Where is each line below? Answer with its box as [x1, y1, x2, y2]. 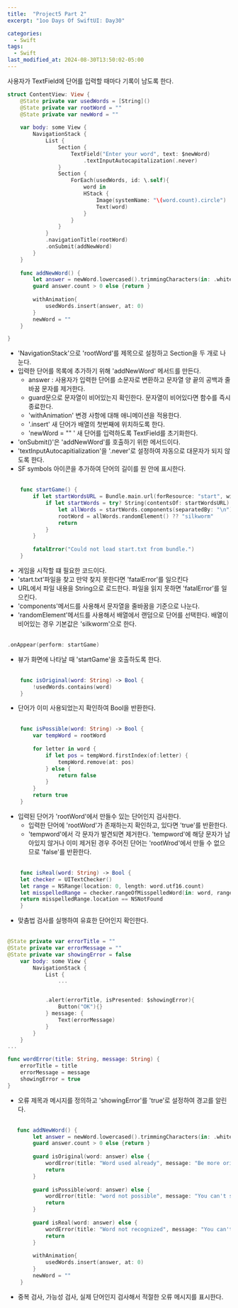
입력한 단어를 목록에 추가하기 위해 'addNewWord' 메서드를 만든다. [17, 367, 202, 376]
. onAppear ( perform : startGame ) [7, 641, 100, 648]
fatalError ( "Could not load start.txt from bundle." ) [33, 546, 195, 553]
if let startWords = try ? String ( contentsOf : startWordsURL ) [45, 499, 230, 506]
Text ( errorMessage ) [57, 1016, 115, 1023]
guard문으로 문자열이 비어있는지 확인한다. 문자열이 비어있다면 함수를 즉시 [28, 393, 231, 402]
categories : [7, 30, 42, 37]
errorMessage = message [20, 1069, 91, 1076]
